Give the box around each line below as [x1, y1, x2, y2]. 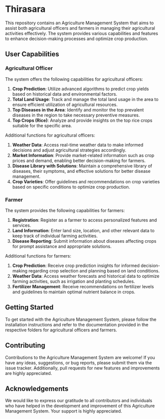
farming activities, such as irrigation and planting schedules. [12, 278, 135, 284]
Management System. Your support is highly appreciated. [5, 408, 123, 414]
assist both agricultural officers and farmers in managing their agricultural [5, 25, 156, 31]
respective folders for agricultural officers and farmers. [5, 327, 118, 333]
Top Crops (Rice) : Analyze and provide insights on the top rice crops [12, 117, 153, 123]
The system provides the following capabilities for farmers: [5, 207, 125, 213]
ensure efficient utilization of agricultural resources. [12, 102, 118, 107]
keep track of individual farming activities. [12, 233, 98, 239]
